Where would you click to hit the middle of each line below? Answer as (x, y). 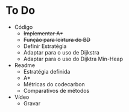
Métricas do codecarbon (54, 84)
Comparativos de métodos (56, 90)
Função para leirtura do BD (57, 40)
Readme (25, 65)
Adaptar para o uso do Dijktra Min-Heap (73, 59)
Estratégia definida (47, 71)
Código (24, 27)
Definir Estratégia (45, 46)
